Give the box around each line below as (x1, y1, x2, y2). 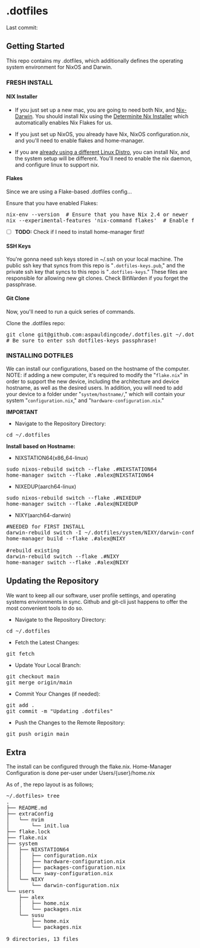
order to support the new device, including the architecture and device (6, 378, 180, 385)
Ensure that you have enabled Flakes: (6, 200, 98, 207)
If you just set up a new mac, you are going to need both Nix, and (14, 106, 176, 113)
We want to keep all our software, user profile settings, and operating (6, 592, 176, 599)
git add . (6, 702, 35, 708)
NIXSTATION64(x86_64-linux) (14, 454, 88, 461)
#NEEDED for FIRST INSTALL (6, 523, 85, 530)
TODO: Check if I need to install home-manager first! (14, 228, 145, 236)
